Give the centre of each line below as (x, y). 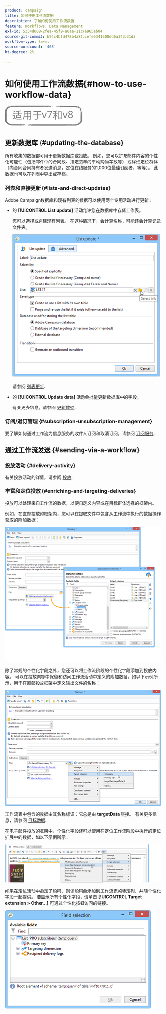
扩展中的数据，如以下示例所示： (38, 837)
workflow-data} (38, 95)
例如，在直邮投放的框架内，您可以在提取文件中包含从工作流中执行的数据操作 (83, 513)
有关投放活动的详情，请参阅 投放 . (39, 477)
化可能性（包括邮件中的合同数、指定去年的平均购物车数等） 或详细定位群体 (82, 162)
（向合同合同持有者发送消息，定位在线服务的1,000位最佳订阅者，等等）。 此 (82, 168)
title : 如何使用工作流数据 (30, 16)
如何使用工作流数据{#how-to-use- (76, 84)
